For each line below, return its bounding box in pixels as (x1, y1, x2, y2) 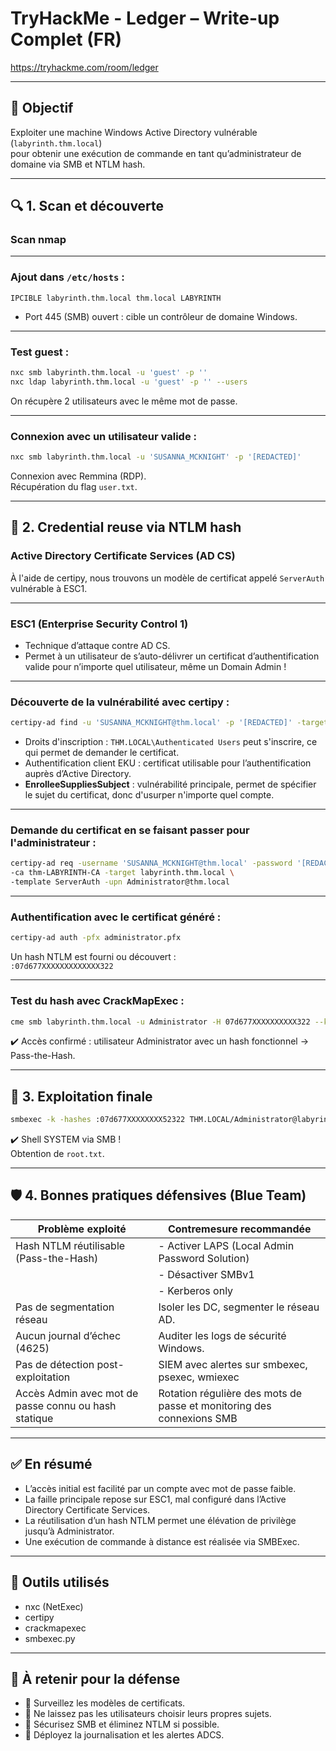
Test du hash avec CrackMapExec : (10, 994, 185, 1008)
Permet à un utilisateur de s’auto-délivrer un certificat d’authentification (24, 650, 320, 662)
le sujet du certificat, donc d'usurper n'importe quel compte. (24, 789, 275, 801)
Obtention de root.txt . (10, 1148, 105, 1160)
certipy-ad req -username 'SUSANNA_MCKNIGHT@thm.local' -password (10, 858, 293, 869)
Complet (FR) (10, 28, 123, 51)
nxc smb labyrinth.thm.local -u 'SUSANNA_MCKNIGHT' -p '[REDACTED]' (10, 452, 302, 462)
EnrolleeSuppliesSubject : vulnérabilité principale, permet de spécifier (24, 778, 317, 791)
